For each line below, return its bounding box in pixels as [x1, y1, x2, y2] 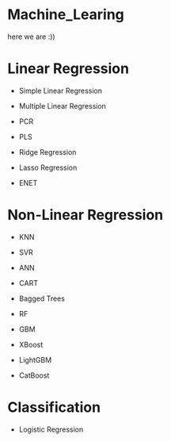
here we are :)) [7, 32, 56, 41]
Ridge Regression [18, 147, 77, 156]
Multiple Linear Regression [18, 101, 106, 110]
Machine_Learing [7, 6, 124, 24]
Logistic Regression [18, 425, 84, 434]
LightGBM [18, 355, 52, 364]
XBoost [18, 340, 44, 349]
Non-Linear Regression [7, 206, 164, 224]
